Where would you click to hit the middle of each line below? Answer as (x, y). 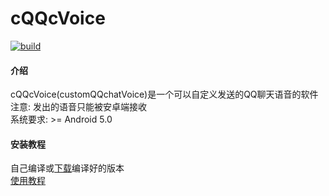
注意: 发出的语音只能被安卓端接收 (78, 107)
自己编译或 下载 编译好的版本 (67, 168)
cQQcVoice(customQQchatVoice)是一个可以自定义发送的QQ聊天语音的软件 (164, 94)
